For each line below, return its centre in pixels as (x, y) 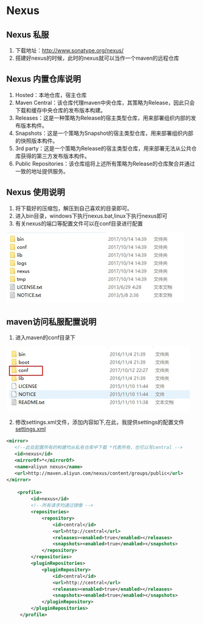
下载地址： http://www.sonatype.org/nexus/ (69, 50)
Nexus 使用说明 (36, 192)
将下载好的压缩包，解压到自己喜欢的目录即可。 (74, 208)
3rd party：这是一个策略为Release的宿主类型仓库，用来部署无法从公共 (103, 148)
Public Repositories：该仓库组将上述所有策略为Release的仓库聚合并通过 (105, 163)
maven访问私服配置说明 (51, 322)
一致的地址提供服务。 (42, 171)
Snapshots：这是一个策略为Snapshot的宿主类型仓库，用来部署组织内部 (104, 133)
